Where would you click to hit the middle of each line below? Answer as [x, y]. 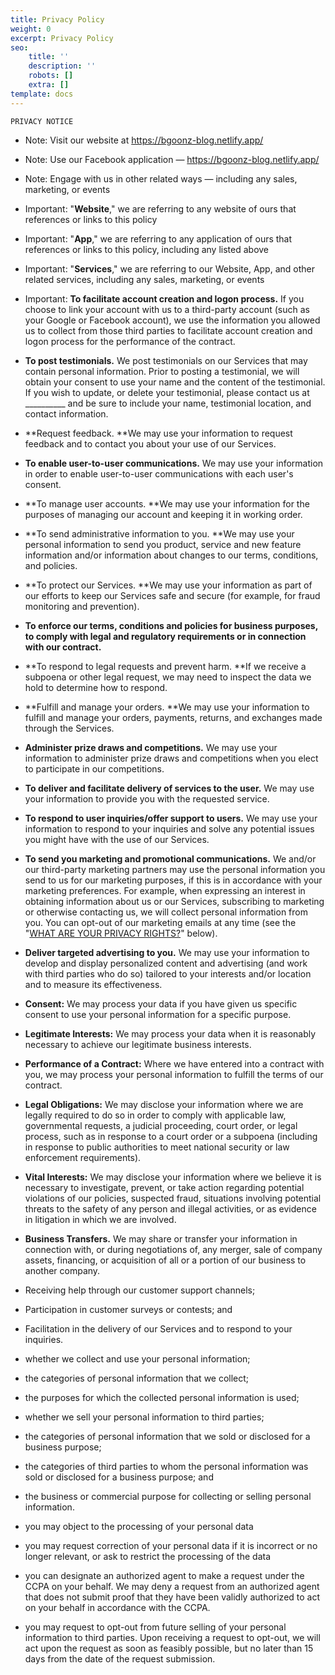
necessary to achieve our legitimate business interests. [138, 1044]
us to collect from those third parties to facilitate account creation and [168, 330]
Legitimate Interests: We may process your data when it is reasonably [170, 1033]
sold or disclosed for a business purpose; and [119, 1477]
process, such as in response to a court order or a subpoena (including [171, 1136]
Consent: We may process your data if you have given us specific [161, 1003]
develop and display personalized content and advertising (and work [166, 963]
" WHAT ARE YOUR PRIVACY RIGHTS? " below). [121, 933]
